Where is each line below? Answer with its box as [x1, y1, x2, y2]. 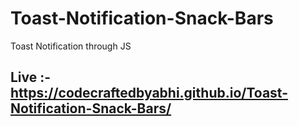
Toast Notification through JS [10, 40, 132, 52]
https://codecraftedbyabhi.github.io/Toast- [10, 85, 289, 102]
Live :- [10, 69, 52, 86]
